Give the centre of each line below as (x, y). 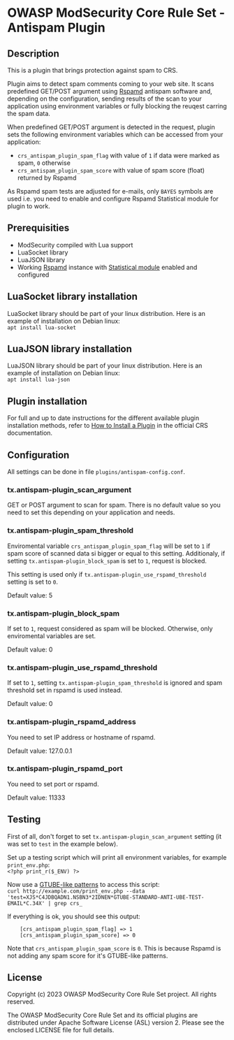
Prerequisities (38, 228)
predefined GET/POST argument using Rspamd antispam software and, (110, 91)
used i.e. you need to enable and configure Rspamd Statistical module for (113, 198)
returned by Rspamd (47, 178)
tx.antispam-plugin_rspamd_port (65, 769)
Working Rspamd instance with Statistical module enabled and (107, 267)
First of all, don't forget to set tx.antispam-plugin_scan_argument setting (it (115, 836)
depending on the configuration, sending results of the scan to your (105, 99)
